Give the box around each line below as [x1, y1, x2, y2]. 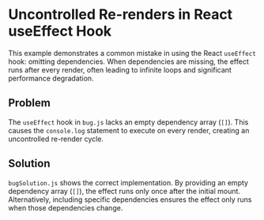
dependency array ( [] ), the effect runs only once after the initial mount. [8, 186, 241, 196]
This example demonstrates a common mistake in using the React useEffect [8, 48, 257, 58]
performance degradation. [8, 73, 94, 83]
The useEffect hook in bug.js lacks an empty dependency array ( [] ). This [8, 117, 249, 127]
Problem [8, 96, 51, 110]
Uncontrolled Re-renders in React [8, 6, 233, 24]
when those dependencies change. [8, 203, 123, 212]
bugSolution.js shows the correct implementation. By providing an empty [8, 177, 249, 187]
